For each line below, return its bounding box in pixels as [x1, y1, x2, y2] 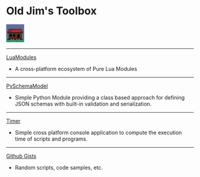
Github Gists [6, 152, 37, 159]
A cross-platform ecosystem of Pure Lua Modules [14, 65, 137, 72]
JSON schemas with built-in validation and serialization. [14, 100, 152, 107]
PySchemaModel [6, 82, 48, 89]
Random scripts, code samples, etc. [14, 164, 103, 171]
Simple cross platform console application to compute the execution [14, 129, 182, 136]
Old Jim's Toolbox [6, 4, 97, 18]
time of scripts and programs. [14, 135, 88, 142]
